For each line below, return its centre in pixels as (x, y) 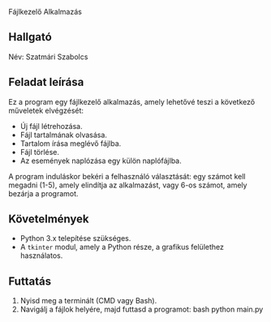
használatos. (41, 255)
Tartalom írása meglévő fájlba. (71, 143)
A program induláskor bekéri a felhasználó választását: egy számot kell (127, 176)
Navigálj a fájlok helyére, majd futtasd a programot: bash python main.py (142, 309)
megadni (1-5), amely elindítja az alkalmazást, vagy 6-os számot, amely (128, 185)
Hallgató (30, 37)
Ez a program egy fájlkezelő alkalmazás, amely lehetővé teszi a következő (132, 101)
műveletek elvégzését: (46, 110)
